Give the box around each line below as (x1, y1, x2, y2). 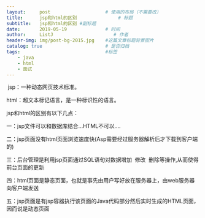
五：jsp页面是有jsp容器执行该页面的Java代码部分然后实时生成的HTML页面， (6, 197, 199, 205)
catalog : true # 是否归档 (6, 43, 130, 50)
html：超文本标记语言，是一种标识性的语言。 (6, 96, 120, 104)
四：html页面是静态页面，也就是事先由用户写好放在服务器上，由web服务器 (6, 177, 195, 184)
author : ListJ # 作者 (6, 32, 129, 38)
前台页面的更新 (6, 163, 44, 171)
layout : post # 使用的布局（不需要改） (6, 9, 161, 15)
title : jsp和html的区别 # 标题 (6, 15, 133, 21)
